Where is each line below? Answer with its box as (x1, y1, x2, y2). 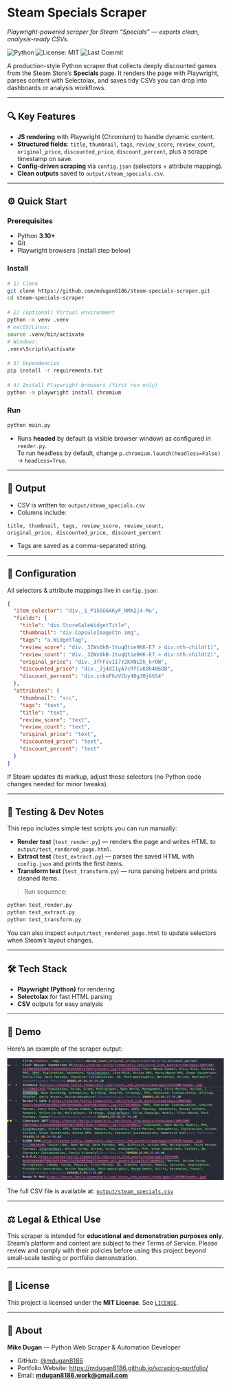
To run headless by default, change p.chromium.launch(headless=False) (16, 449, 221, 457)
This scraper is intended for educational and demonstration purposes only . (7, 1232, 224, 1240)
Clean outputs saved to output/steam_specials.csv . (16, 169, 165, 177)
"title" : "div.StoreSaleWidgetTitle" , (19, 622, 131, 629)
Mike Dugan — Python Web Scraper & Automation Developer (7, 1343, 181, 1351)
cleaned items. (16, 874, 59, 883)
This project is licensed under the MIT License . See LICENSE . (7, 1298, 179, 1306)
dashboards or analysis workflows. (7, 83, 107, 92)
